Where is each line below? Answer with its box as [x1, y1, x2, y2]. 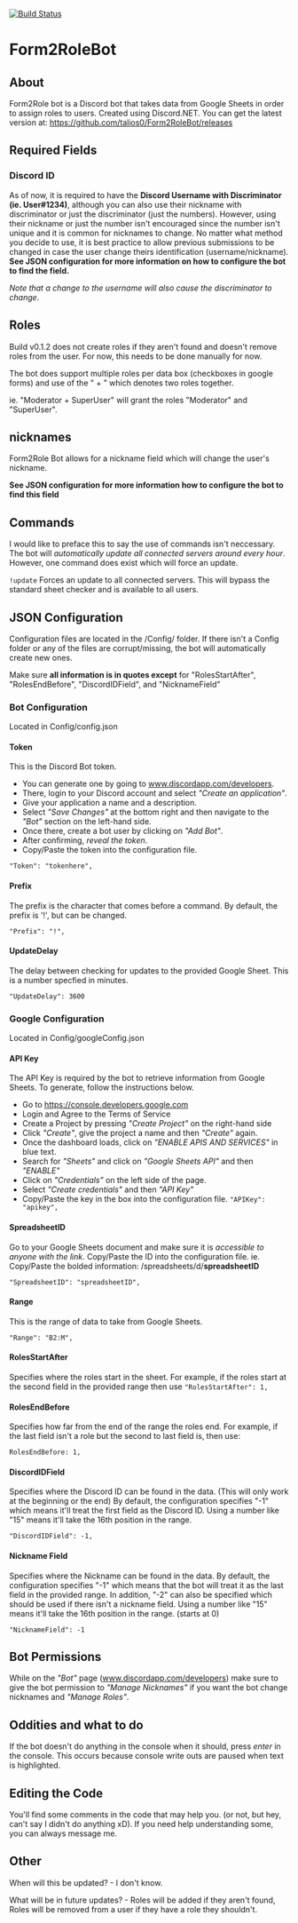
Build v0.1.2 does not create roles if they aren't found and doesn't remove [9, 341, 278, 352]
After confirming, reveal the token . [21, 835, 148, 846]
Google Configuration [9, 1013, 105, 1025]
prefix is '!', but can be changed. [9, 910, 127, 920]
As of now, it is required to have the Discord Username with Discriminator [9, 189, 282, 200]
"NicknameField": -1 [9, 1625, 86, 1634]
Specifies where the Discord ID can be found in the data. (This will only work [9, 1486, 289, 1497]
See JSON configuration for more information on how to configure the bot [9, 256, 286, 266]
